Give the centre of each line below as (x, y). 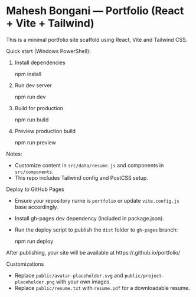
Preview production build (45, 131)
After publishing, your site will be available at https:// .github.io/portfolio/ (93, 252)
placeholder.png (35, 282)
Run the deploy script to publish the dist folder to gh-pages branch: (96, 230)
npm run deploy (34, 241)
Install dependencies (40, 62)
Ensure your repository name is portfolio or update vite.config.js (97, 200)
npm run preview (35, 142)
